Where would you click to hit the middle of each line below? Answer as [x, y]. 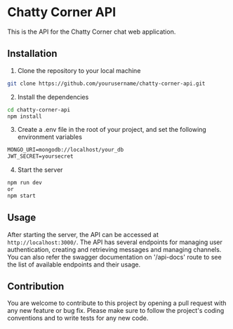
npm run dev [25, 183]
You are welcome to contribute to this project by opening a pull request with [117, 303]
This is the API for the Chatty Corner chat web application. [92, 32]
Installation [32, 54]
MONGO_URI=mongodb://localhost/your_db [66, 150]
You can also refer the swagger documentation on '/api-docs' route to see [115, 257]
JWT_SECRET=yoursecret [40, 156]
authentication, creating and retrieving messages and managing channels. [114, 249]
